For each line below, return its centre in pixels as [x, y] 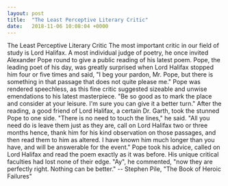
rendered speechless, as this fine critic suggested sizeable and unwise [107, 89]
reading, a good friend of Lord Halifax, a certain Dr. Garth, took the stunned [113, 111]
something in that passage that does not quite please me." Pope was [104, 82]
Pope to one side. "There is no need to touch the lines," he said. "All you [109, 118]
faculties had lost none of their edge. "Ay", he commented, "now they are [110, 162]
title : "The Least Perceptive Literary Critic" [78, 20]
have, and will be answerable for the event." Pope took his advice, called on [114, 147]
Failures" [20, 176]
